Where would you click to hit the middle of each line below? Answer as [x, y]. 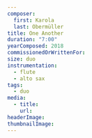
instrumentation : [32, 66]
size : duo [22, 59]
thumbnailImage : [31, 124]
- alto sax [29, 78]
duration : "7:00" [32, 40]
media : [17, 98]
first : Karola [34, 20]
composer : [22, 14]
